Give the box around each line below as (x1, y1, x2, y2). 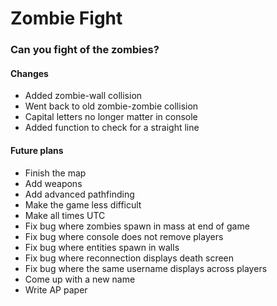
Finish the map (24, 167, 87, 179)
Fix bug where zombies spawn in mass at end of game (24, 220, 250, 232)
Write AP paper (24, 283, 88, 296)
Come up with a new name (24, 273, 136, 285)
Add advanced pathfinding (24, 188, 135, 200)
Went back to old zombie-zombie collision (24, 100, 199, 112)
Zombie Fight (10, 7, 123, 30)
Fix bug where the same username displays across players (24, 262, 268, 274)
